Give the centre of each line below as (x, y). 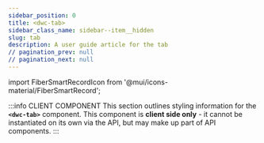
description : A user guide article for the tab (88, 45)
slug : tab (25, 38)
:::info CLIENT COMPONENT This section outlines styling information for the (132, 105)
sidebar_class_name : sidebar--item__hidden (81, 30)
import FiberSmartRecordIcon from (65, 82)
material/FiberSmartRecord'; (55, 90)
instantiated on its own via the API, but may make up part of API (112, 122)
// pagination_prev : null (51, 52)
